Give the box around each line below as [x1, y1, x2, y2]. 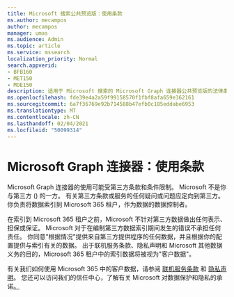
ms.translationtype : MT [7, 107, 77, 114]
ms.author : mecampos [7, 17, 68, 24]
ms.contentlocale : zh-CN [7, 113, 79, 120]
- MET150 [7, 74, 33, 82]
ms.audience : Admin [7, 36, 64, 43]
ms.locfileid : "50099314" [7, 127, 82, 134]
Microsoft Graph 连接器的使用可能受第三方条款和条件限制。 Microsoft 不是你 [7, 183, 227, 191]
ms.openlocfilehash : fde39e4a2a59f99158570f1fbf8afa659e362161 [7, 95, 195, 102]
